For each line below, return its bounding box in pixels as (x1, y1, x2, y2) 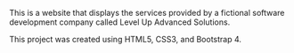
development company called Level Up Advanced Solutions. (9, 17, 231, 27)
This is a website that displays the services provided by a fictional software (9, 8, 285, 18)
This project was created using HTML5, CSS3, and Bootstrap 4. (9, 34, 242, 44)
